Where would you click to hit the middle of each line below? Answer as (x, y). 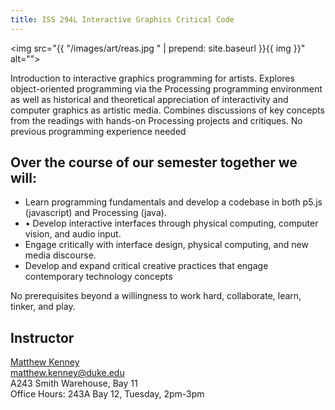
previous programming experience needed (98, 131)
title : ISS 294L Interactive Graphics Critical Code (122, 19)
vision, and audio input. (73, 234)
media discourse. (60, 255)
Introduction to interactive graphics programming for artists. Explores (152, 78)
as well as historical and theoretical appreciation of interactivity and (149, 99)
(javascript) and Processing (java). (95, 213)
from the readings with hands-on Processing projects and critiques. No (156, 120)
